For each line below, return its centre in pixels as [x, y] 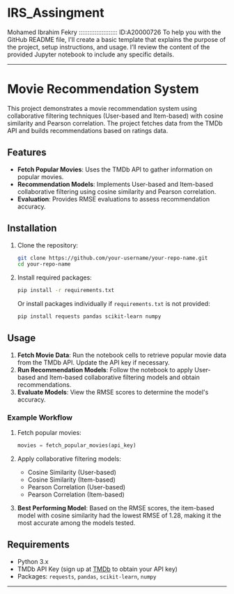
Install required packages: [54, 277]
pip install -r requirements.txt [66, 291]
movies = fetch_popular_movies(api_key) [77, 445]
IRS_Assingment [56, 13]
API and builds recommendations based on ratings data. [88, 130]
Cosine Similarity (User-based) [72, 472]
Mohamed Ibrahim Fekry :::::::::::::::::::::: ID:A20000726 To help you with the [114, 32]
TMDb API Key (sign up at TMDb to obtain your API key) [97, 569]
